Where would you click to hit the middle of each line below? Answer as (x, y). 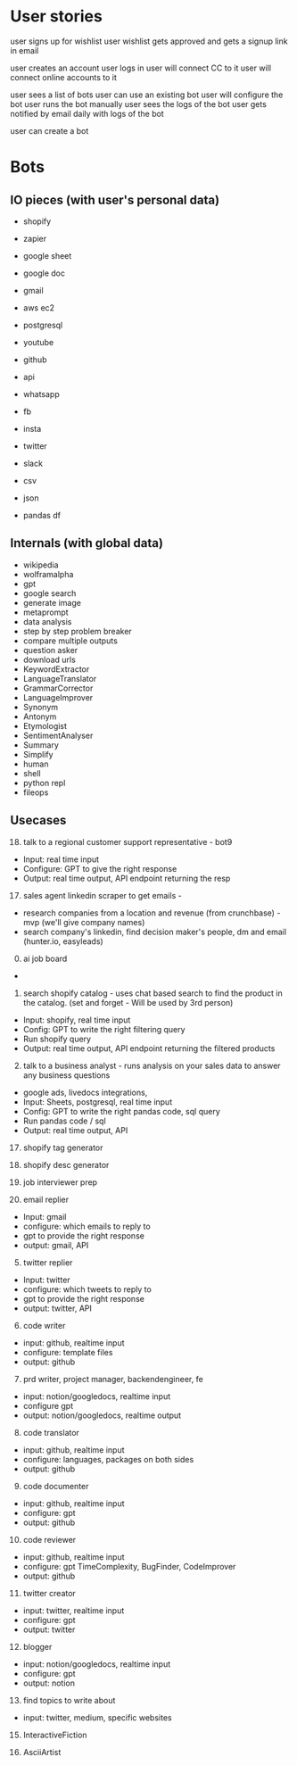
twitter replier (48, 1262)
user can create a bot (49, 130)
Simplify (38, 754)
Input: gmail (45, 1216)
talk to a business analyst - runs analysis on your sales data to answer (152, 1065)
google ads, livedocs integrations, (85, 1092)
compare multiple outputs (70, 641)
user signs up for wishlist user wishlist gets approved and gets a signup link (149, 41)
